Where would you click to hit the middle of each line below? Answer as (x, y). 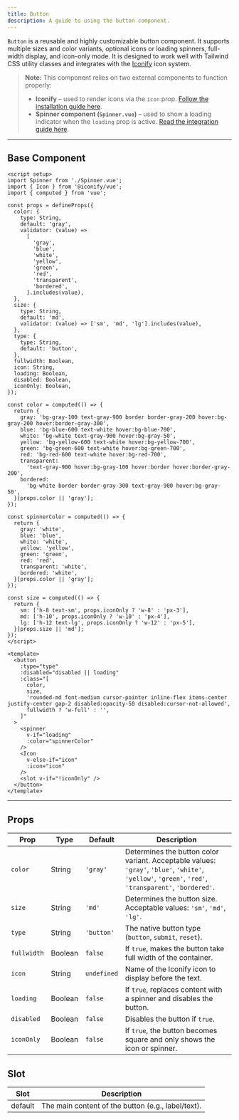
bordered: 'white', (49, 573)
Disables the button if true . (170, 1019)
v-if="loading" (49, 735)
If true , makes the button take (175, 949)
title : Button (28, 14)
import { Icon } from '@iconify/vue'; (65, 187)
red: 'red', (38, 561)
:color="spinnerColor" (60, 741)
